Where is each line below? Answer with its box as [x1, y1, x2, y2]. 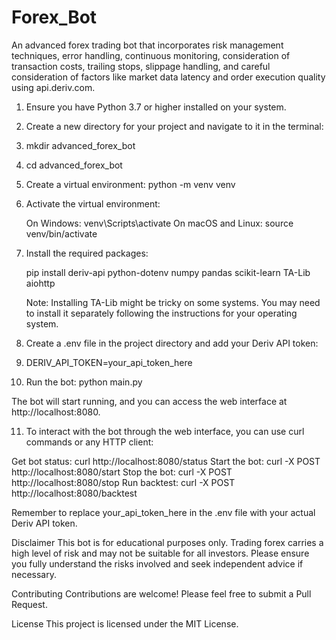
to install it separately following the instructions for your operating [25, 307, 298, 319]
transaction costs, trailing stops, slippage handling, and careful [11, 60, 271, 72]
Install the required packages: [25, 247, 149, 259]
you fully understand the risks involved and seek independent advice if [11, 557, 304, 570]
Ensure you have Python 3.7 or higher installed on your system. [25, 101, 287, 113]
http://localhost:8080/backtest [11, 487, 138, 499]
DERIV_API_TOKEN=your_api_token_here [25, 356, 193, 368]
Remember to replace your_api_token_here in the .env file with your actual [11, 506, 316, 518]
